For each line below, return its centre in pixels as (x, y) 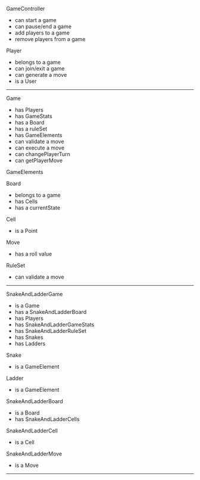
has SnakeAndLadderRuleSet (51, 331)
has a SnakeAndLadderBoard (51, 312)
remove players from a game (50, 39)
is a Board (27, 413)
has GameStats (33, 116)
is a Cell (24, 442)
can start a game (35, 20)
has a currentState (37, 208)
